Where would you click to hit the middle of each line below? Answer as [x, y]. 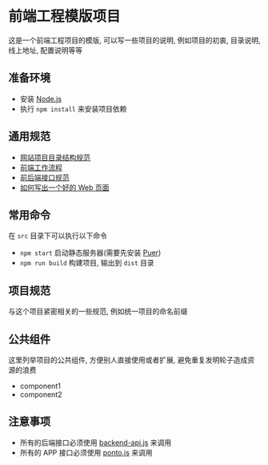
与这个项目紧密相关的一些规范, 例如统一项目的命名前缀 [98, 311]
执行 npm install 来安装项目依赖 [73, 108]
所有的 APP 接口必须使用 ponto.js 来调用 [86, 452]
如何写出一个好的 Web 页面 [64, 187]
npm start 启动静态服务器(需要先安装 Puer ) [90, 253]
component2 [41, 394]
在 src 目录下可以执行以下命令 [58, 236]
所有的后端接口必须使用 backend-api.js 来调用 [96, 443]
